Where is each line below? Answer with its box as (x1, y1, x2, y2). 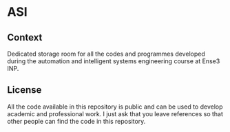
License (7, 84, 42, 96)
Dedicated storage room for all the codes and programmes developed (7, 49, 205, 58)
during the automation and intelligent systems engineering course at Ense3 (7, 57, 220, 65)
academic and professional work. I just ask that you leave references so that (7, 109, 224, 118)
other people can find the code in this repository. (7, 117, 146, 125)
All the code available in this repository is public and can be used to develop (7, 102, 223, 111)
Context (7, 32, 43, 43)
